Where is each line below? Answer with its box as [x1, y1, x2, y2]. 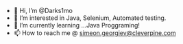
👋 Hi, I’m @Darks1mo [13, 7, 73, 14]
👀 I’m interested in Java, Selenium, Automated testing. [13, 14, 167, 22]
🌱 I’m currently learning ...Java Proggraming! [13, 21, 141, 29]
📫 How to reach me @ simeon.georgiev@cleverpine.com [13, 29, 176, 37]
